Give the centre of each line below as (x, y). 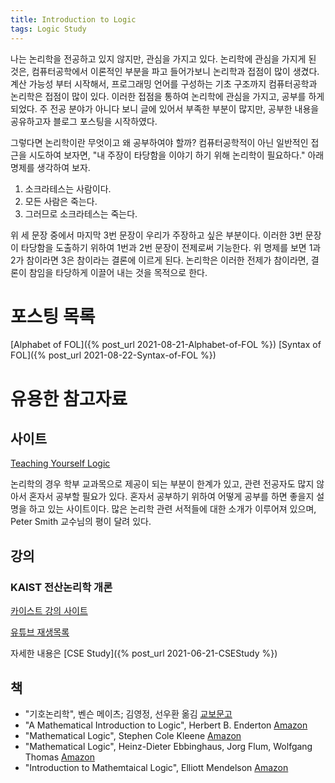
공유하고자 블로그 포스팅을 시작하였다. (84, 121)
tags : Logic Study (48, 29)
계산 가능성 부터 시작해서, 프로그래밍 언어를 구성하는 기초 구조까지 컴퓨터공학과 (164, 83)
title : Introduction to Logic (73, 19)
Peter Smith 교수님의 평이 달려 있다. (81, 522)
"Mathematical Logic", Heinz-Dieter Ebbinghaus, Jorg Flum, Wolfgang (168, 746)
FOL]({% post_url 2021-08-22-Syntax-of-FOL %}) (113, 355)
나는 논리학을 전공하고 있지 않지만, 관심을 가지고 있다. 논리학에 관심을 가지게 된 (163, 58)
